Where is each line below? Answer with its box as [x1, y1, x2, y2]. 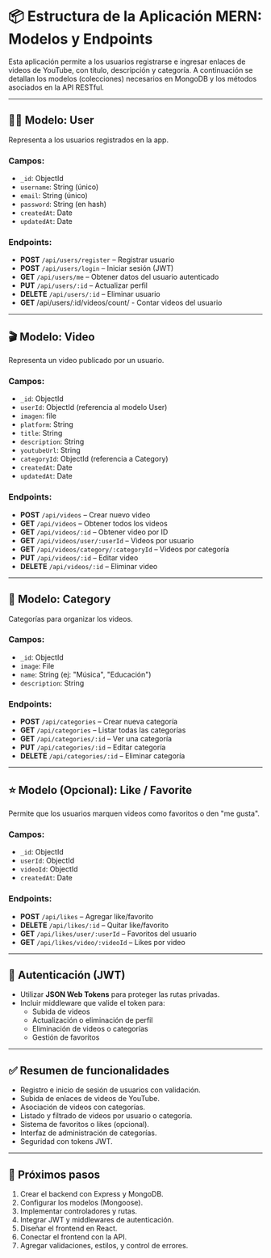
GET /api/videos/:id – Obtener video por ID [19, 527, 169, 537]
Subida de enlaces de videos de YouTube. [19, 1094, 160, 1104]
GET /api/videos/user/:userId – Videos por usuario [19, 535, 194, 545]
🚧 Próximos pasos [8, 1167, 101, 1181]
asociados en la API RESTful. [8, 82, 105, 92]
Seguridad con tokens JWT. [19, 1137, 113, 1146]
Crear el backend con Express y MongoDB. [19, 1189, 164, 1198]
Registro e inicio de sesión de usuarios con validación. [19, 1085, 202, 1095]
